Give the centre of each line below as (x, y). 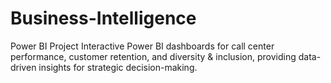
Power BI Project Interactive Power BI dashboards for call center (142, 46)
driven (23, 67)
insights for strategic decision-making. (118, 67)
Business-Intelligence (103, 18)
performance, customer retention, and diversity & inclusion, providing (153, 56)
